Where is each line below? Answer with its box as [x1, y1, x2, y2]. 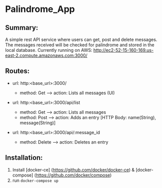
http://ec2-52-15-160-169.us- [93, 47, 154, 53]
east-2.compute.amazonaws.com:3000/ [5, 52, 88, 58]
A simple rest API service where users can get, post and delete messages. [5, 36, 158, 42]
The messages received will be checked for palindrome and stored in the [5, 42, 155, 48]
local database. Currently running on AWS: [5, 47, 93, 53]
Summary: [5, 23, 38, 32]
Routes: [5, 67, 30, 75]
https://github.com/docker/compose [35, 172, 110, 178]
